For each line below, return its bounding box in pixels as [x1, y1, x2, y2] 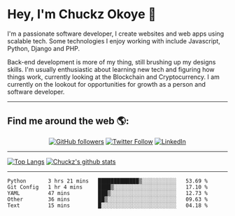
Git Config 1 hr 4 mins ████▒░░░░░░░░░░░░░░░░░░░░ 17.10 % [7, 183, 208, 191]
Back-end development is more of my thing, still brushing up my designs [7, 57, 216, 66]
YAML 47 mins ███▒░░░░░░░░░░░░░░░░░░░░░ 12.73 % [7, 189, 208, 196]
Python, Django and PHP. [7, 44, 80, 52]
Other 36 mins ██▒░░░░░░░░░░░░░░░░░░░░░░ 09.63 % [7, 196, 208, 203]
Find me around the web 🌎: [7, 115, 129, 127]
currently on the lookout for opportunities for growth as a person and [7, 80, 206, 88]
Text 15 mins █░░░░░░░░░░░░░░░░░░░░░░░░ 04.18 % [7, 202, 208, 209]
